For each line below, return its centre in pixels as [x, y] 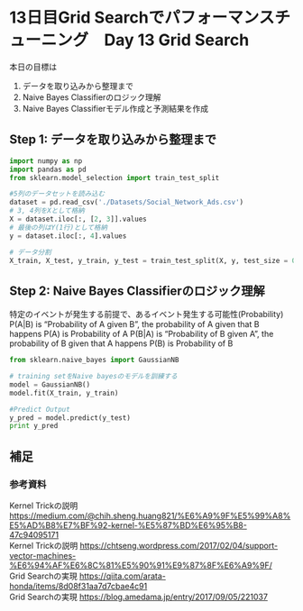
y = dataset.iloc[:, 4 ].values [68, 236]
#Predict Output [40, 409]
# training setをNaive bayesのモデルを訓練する [93, 377]
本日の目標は [33, 67]
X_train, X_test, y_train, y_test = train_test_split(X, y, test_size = [149, 260]
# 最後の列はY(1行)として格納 [59, 227]
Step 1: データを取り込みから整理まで [113, 140]
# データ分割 [30, 252]
